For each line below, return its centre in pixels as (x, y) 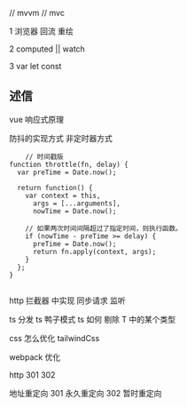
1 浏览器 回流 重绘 (41, 31)
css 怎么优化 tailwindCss (55, 338)
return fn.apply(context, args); (94, 251)
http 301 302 (32, 375)
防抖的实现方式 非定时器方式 (61, 138)
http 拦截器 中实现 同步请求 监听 (67, 300)
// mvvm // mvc (37, 13)
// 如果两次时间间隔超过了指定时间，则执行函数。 (104, 228)
